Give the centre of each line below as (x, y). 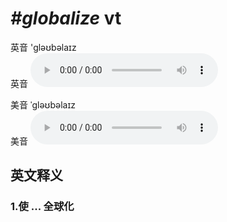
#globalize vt (66, 18)
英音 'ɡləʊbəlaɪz (43, 47)
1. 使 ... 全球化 (42, 207)
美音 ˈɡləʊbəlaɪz (43, 104)
